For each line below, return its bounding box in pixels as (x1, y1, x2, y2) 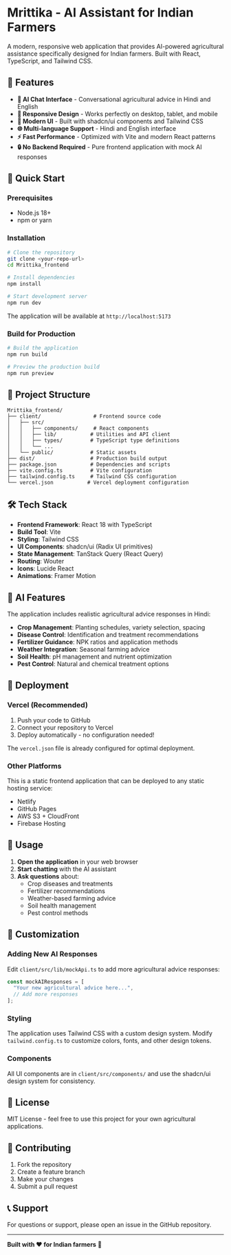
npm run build (7, 351, 48, 358)
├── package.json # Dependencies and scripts (7, 461, 170, 469)
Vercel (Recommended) (7, 700, 88, 710)
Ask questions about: (16, 872, 79, 880)
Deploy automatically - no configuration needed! (16, 731, 155, 739)
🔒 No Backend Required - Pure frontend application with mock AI (16, 142, 203, 151)
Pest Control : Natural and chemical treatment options (16, 660, 170, 668)
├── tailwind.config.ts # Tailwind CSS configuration (7, 473, 177, 480)
